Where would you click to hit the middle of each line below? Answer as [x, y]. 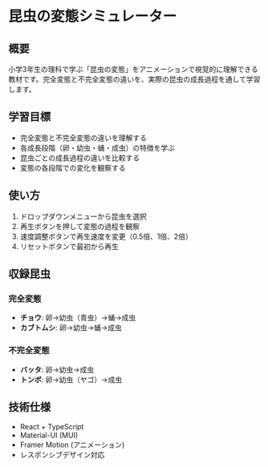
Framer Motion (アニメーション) [72, 445]
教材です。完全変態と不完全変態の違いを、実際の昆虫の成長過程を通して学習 [134, 79]
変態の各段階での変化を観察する [73, 167]
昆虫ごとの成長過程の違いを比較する [80, 158]
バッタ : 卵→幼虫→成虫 [57, 369]
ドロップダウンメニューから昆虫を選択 [83, 216]
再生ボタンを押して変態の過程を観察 [80, 226]
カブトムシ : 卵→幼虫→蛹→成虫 [71, 328]
